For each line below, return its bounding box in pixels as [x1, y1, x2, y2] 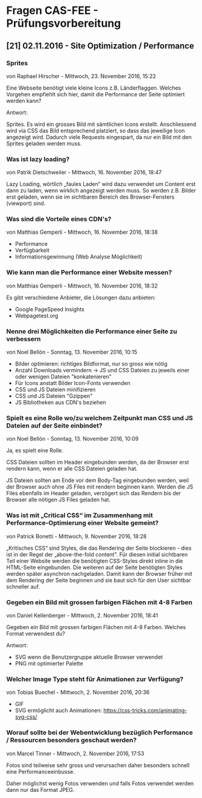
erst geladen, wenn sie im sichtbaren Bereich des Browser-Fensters [6, 193, 175, 200]
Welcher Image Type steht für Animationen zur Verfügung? [6, 674, 184, 683]
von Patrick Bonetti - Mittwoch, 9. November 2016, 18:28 [6, 532, 147, 539]
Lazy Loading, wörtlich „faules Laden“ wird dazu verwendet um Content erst [6, 180, 196, 188]
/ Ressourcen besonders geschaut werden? [6, 736, 137, 745]
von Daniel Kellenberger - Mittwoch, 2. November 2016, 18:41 [6, 612, 159, 619]
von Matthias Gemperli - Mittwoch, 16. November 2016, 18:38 [6, 228, 158, 236]
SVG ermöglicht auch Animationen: [14, 707, 103, 714]
